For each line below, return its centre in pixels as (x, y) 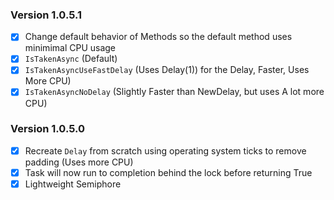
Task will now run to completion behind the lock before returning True (168, 172)
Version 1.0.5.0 (48, 129)
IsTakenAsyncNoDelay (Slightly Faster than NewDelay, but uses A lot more (174, 92)
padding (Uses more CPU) (79, 162)
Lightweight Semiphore (73, 184)
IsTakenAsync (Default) (71, 59)
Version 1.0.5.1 (46, 15)
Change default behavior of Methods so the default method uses (158, 37)
